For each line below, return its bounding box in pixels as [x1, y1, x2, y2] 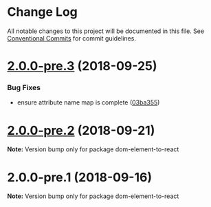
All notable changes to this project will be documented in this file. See [7, 27, 205, 35]
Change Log [7, 4, 78, 20]
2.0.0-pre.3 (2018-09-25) [7, 58, 157, 74]
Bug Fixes [7, 83, 41, 93]
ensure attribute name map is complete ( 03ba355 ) [16, 98, 160, 107]
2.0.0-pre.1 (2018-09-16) [7, 169, 153, 185]
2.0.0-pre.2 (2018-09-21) [7, 122, 155, 138]
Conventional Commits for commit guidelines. [7, 34, 136, 42]
